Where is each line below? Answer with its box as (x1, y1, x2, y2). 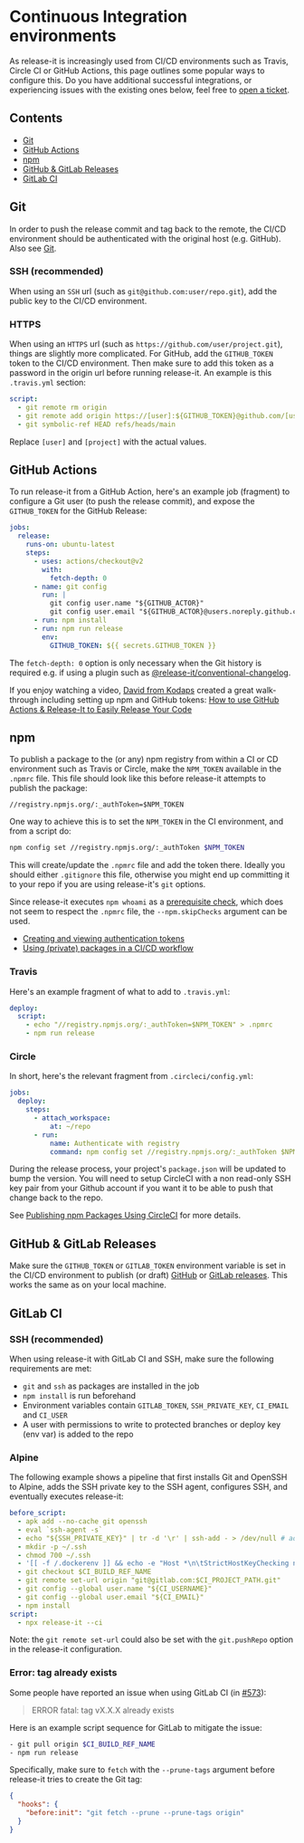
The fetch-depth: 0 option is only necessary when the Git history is (9, 657, 262, 668)
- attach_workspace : (33, 1113, 111, 1122)
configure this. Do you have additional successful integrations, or (9, 74, 252, 85)
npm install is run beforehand (22, 1389, 137, 1400)
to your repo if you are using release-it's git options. (9, 879, 206, 890)
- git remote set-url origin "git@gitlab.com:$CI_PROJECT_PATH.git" (17, 1576, 281, 1585)
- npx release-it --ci (17, 1618, 103, 1627)
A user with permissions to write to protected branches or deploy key (22, 1418, 281, 1429)
